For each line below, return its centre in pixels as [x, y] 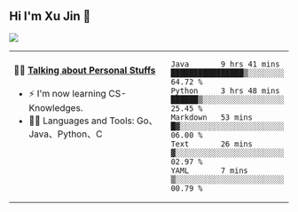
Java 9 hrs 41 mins [225, 64]
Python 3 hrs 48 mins [225, 90]
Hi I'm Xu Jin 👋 [50, 16]
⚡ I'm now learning [67, 94]
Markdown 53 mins [212, 117]
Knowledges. [56, 108]
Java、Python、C [66, 134]
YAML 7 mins [209, 170]
